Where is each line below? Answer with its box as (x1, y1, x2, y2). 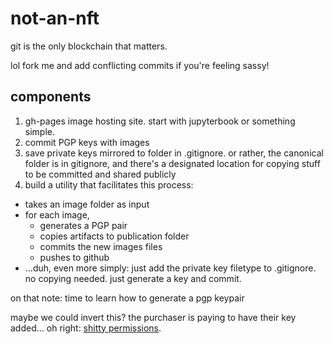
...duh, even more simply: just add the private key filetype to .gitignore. (24, 262, 317, 274)
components (10, 88, 92, 106)
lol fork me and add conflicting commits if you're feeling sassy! (10, 59, 270, 71)
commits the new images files (39, 240, 163, 252)
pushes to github (39, 251, 110, 263)
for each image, (24, 208, 90, 221)
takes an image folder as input (24, 198, 150, 210)
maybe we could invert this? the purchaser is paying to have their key (10, 311, 297, 323)
